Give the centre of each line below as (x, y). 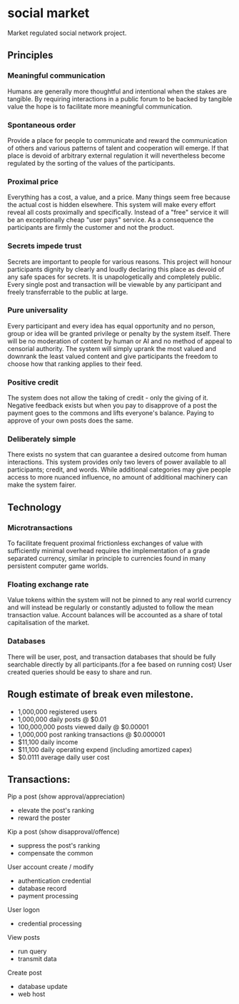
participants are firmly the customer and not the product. (91, 228)
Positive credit (33, 382)
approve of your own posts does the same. (70, 421)
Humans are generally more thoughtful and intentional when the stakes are (117, 91)
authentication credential (54, 881)
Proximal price (33, 181)
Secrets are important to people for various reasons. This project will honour (119, 261)
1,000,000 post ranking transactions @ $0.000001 (91, 734)
